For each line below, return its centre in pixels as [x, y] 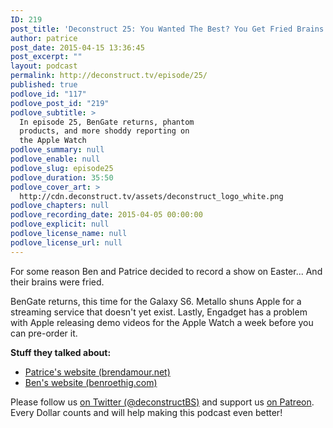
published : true [44, 85]
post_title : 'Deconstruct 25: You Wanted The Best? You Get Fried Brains [167, 29]
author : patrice [44, 38]
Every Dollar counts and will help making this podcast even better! [146, 412]
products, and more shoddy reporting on [104, 131]
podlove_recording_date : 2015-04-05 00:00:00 [106, 215]
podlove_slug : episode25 [62, 168]
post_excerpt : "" [46, 57]
